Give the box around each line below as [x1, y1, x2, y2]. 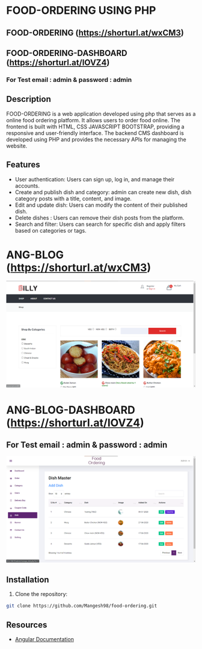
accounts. [14, 182, 40, 189]
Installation [6, 574, 49, 585]
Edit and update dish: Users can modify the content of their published [14, 201, 188, 208]
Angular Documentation [14, 635, 74, 642]
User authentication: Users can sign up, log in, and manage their [14, 175, 175, 183]
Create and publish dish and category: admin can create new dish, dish [14, 188, 192, 196]
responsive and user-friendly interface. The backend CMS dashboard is [6, 129, 185, 136]
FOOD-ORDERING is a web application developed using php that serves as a [6, 110, 196, 118]
